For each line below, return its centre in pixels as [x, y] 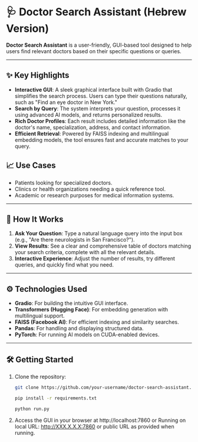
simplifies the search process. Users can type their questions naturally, [101, 96]
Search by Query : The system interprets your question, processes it [98, 108]
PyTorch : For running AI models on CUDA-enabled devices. [87, 334]
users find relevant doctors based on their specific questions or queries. [94, 51]
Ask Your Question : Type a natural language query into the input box [98, 233]
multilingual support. [39, 316]
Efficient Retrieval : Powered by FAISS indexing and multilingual [92, 134]
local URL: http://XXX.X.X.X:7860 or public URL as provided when [95, 426]
